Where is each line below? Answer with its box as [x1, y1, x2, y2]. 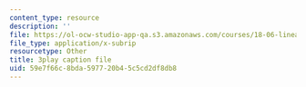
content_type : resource [9, 13, 100, 23]
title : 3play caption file [9, 55, 112, 64]
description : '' [9, 22, 71, 31]
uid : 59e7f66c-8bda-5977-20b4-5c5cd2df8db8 [9, 64, 178, 73]
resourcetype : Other [9, 47, 88, 56]
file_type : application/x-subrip [9, 38, 137, 48]
